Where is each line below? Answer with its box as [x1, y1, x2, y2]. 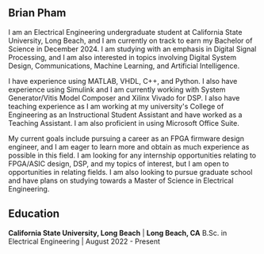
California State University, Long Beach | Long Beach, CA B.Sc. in [8, 228, 228, 237]
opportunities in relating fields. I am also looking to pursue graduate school [8, 167, 253, 176]
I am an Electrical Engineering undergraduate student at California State [8, 27, 243, 36]
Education [8, 207, 60, 221]
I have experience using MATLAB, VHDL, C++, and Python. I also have [8, 76, 238, 85]
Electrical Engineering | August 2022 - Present [8, 237, 161, 246]
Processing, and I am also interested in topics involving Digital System [8, 52, 236, 62]
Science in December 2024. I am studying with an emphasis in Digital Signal [8, 44, 257, 54]
